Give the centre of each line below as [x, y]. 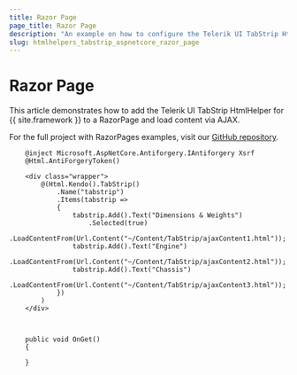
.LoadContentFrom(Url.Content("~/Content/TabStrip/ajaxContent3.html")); [148, 285]
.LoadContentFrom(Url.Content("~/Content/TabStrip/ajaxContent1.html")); [148, 239]
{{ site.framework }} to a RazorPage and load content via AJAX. [125, 120]
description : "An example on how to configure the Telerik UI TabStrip [144, 34]
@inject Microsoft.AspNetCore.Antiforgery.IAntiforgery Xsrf [140, 153]
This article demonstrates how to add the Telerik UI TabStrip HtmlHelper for [147, 111]
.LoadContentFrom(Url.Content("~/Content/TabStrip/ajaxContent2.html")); [148, 262]
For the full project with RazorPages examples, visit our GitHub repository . [144, 137]
